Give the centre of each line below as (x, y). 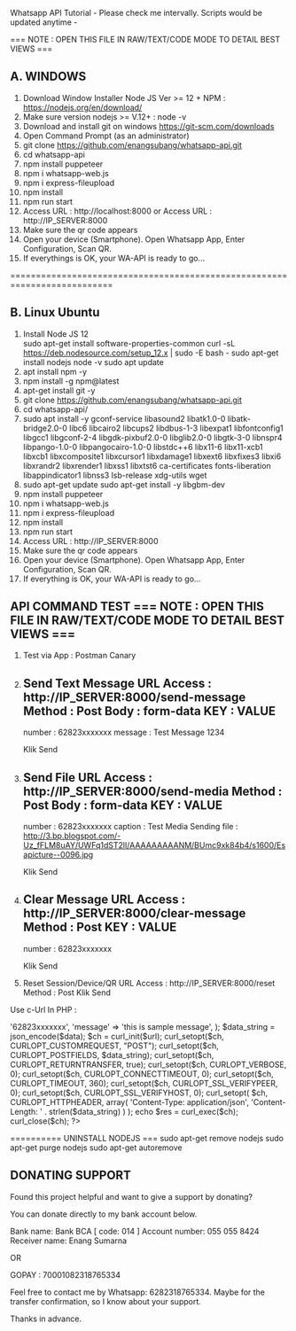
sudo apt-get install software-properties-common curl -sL (129, 343)
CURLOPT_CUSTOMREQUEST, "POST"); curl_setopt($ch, (115, 1046)
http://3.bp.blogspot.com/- (72, 836)
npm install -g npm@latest (71, 381)
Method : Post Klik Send (67, 992)
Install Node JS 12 (56, 334)
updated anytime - (44, 22)
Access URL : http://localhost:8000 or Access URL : (117, 211)
